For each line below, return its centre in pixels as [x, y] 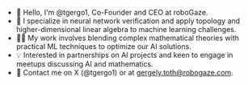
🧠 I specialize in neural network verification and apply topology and [128, 21]
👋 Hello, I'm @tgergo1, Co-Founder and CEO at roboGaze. [112, 12]
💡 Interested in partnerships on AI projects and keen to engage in [124, 55]
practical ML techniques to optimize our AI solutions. [103, 47]
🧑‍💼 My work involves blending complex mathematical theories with [128, 38]
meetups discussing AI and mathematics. [84, 64]
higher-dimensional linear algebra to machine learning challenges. [126, 29]
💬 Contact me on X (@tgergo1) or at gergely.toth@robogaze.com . [125, 73]
